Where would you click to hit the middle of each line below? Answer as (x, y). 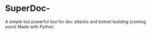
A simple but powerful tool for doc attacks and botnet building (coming (75, 22)
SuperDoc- (28, 8)
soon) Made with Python (30, 26)
